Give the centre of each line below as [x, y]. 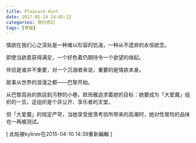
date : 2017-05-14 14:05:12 [39, 17]
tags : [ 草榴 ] [21, 28]
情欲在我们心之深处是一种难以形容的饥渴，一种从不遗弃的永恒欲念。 [88, 45]
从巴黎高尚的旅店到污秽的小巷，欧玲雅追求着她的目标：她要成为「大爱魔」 [95, 95]
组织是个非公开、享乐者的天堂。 [75, 102]
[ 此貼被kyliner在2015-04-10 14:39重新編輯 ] [59, 134]
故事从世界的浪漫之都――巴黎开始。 [50, 82]
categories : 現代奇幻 [31, 22]
